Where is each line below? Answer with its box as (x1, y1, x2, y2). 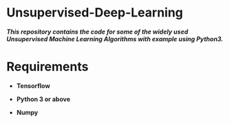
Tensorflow (16, 81, 51, 90)
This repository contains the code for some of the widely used (6, 27, 189, 36)
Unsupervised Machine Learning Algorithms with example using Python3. (6, 34, 224, 43)
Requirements (6, 59, 89, 75)
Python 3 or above (16, 95, 70, 103)
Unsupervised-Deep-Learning (6, 5, 183, 21)
